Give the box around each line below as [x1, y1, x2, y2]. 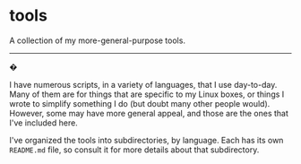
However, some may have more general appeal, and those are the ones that [9, 108, 289, 118]
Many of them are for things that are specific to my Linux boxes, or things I [9, 89, 285, 99]
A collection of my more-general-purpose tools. [9, 35, 186, 46]
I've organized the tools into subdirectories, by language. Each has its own [9, 134, 284, 145]
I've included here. [9, 117, 78, 128]
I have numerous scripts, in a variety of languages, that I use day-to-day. [9, 79, 278, 90]
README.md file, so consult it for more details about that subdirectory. [9, 144, 260, 155]
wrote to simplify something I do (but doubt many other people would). [9, 98, 271, 108]
